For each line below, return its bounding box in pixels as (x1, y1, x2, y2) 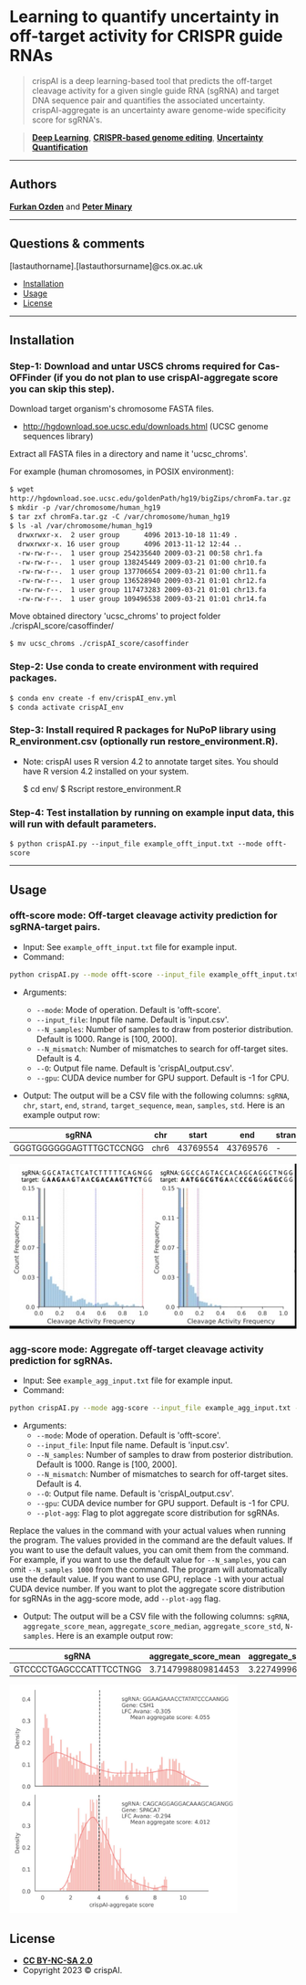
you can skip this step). (9, 382, 116, 395)
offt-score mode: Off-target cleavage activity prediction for (9, 909, 278, 922)
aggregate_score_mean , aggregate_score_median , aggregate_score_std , (22, 1621, 284, 1631)
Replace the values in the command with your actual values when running (9, 1526, 287, 1536)
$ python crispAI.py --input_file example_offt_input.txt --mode (9, 839, 262, 849)
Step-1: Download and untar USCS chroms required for (9, 359, 257, 372)
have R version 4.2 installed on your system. (22, 765, 189, 776)
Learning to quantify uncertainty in (9, 6, 280, 27)
